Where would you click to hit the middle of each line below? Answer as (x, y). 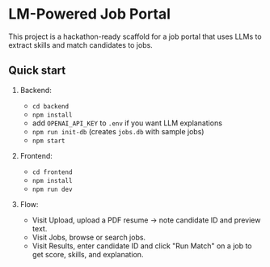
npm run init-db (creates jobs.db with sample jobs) (118, 131)
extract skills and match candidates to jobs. (81, 44)
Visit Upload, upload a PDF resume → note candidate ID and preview (146, 220)
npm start (49, 141)
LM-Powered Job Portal (90, 14)
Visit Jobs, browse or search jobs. (89, 237)
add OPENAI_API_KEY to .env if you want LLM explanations (127, 123)
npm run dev (52, 189)
